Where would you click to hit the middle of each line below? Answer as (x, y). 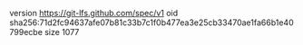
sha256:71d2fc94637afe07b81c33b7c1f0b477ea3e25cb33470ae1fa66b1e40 (151, 22)
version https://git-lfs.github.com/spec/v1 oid (94, 13)
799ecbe (26, 32)
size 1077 (62, 32)
